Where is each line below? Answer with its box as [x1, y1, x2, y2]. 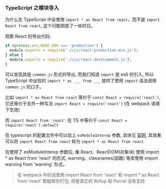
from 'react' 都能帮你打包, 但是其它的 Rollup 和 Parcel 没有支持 [17, 178, 145, 184]
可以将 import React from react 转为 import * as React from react [5, 138, 144, 144]
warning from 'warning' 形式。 [5, 161, 67, 167]
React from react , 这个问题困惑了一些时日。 [5, 23, 96, 29]
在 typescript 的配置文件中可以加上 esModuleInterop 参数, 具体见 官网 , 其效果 [5, 132, 162, 138]
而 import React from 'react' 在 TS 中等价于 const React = [5, 117, 127, 123]
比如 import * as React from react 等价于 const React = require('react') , [5, 94, 161, 100]
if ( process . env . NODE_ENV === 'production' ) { [5, 43, 103, 48]
